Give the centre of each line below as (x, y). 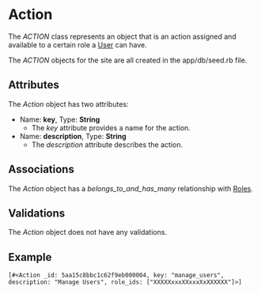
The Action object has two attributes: (68, 104)
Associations (42, 170)
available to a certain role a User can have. (78, 44)
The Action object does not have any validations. (88, 232)
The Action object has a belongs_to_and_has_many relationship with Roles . (130, 188)
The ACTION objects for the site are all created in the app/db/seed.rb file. (128, 60)
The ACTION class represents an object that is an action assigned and (123, 36)
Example (30, 257)
